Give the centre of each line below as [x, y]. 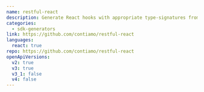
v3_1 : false [27, 74]
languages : [20, 40]
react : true [27, 46]
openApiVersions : [28, 57]
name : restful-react [32, 12]
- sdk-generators [34, 29]
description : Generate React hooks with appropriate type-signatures [96, 18]
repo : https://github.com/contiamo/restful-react [70, 51]
